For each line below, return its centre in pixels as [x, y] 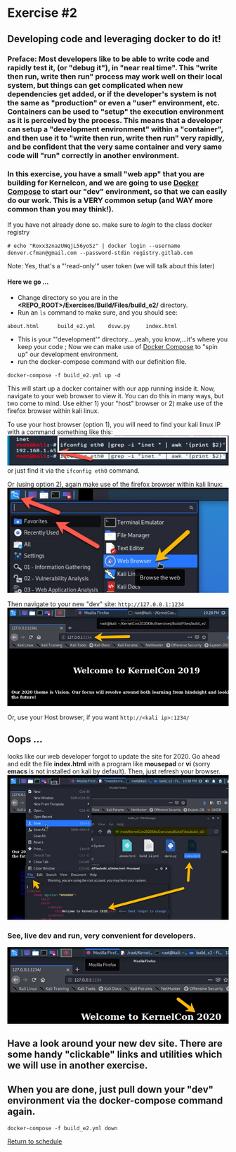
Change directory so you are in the [67, 297]
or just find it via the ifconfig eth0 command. [74, 470]
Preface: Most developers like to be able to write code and [108, 59]
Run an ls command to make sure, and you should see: [97, 313]
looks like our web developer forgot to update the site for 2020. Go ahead [114, 756]
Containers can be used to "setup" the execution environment [116, 112]
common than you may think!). [61, 209]
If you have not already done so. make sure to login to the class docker [110, 224]
